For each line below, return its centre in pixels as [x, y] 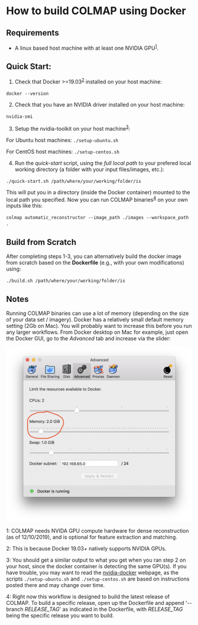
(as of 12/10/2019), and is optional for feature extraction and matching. [92, 537]
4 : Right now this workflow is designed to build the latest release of [88, 597]
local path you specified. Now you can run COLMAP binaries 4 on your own [97, 199]
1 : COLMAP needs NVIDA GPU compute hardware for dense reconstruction [98, 530]
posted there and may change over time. [56, 585]
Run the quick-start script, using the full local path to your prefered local [103, 163]
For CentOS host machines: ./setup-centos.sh [63, 152]
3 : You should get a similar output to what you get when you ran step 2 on [96, 560]
